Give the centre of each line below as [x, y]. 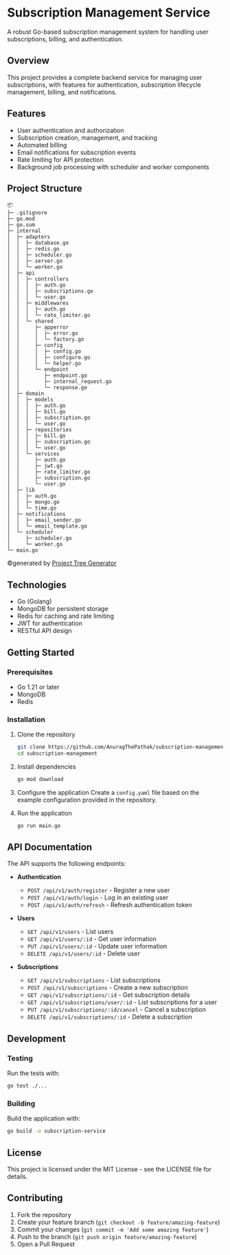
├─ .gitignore [27, 213]
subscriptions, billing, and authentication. [65, 39]
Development [37, 1038]
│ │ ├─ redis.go [33, 249]
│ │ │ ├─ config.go [44, 352]
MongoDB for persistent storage [62, 609]
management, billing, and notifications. [62, 92]
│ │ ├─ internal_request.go [59, 382]
